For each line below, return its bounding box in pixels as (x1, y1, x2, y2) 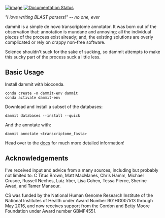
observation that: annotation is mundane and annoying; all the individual (5, 29, 151, 34)
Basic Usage (5, 68, 44, 77)
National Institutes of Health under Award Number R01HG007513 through (5, 197, 153, 203)
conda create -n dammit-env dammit (5, 91, 78, 96)
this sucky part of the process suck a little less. (5, 54, 101, 60)
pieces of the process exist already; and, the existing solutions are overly (5, 34, 154, 40)
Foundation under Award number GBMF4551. (5, 208, 97, 214)
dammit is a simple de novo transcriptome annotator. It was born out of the (5, 24, 157, 29)
